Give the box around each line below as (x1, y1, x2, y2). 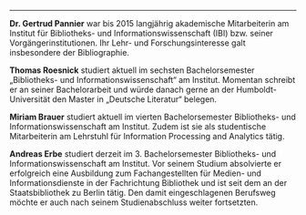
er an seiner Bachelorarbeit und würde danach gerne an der (9, 84, 235, 95)
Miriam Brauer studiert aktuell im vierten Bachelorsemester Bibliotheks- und (9, 111, 296, 122)
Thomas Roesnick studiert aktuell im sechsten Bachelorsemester (9, 65, 255, 76)
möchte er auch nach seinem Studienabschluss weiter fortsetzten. (9, 197, 259, 208)
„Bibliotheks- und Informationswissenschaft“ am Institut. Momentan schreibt (9, 75, 296, 85)
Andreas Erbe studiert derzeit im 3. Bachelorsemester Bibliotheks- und (9, 148, 277, 159)
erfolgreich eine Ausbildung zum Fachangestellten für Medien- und (9, 168, 262, 179)
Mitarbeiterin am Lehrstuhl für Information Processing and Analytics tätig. (9, 131, 285, 141)
